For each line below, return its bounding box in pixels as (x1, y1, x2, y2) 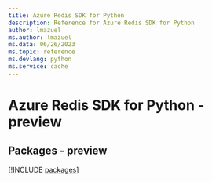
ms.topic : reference (8, 48, 76, 56)
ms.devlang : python (8, 56, 72, 64)
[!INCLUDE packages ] (8, 165, 79, 174)
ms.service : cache (8, 63, 68, 71)
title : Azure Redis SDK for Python (8, 11, 125, 20)
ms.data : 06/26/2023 (8, 41, 76, 49)
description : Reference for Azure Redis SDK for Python (8, 19, 195, 27)
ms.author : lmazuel (8, 33, 72, 42)
